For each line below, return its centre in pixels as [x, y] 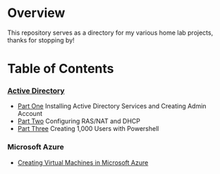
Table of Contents [61, 69]
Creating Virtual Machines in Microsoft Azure [83, 162]
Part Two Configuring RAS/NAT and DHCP [79, 121]
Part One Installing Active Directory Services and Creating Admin [112, 106]
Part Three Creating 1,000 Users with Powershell [88, 129]
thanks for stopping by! [41, 40]
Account [30, 114]
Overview [36, 13]
